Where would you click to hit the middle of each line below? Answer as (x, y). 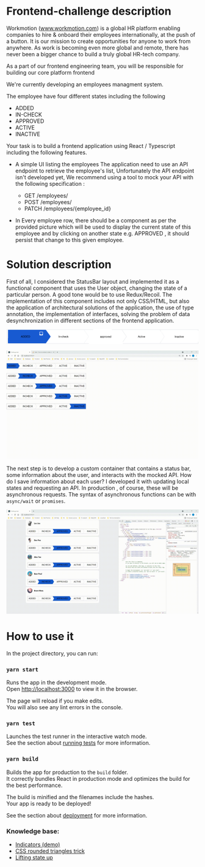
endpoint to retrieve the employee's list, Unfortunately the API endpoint (104, 171)
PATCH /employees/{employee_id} (68, 208)
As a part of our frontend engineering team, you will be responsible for (95, 66)
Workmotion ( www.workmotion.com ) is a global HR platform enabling (93, 28)
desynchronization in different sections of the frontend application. (90, 320)
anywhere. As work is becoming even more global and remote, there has (98, 48)
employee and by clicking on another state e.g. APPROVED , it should (102, 233)
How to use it (40, 636)
